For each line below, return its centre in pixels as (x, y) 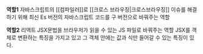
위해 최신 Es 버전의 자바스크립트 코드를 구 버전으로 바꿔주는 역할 (94, 17)
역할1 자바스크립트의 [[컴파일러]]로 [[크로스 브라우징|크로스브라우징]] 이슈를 (96, 9)
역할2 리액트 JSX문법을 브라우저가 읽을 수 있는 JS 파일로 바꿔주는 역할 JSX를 (98, 30)
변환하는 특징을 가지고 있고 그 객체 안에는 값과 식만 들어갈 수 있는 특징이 (103, 38)
